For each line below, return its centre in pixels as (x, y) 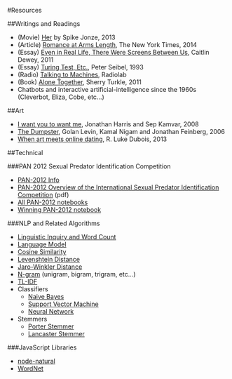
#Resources (25, 10)
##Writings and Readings (44, 24)
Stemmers (32, 319)
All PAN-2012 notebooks (53, 202)
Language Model (42, 244)
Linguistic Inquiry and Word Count (67, 237)
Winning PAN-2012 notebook (59, 210)
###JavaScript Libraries (42, 347)
